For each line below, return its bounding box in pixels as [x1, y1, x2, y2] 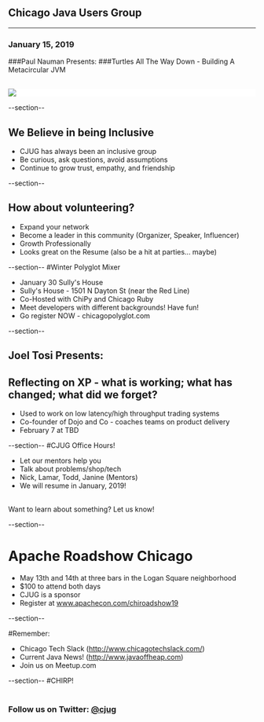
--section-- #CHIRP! [8, 676, 75, 685]
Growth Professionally [19, 239, 92, 248]
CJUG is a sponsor [19, 589, 81, 599]
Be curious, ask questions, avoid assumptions [19, 155, 168, 164]
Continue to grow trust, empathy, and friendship [19, 163, 175, 172]
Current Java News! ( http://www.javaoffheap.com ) [19, 652, 184, 662]
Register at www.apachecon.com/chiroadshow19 [19, 598, 179, 607]
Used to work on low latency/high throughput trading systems [19, 409, 220, 418]
